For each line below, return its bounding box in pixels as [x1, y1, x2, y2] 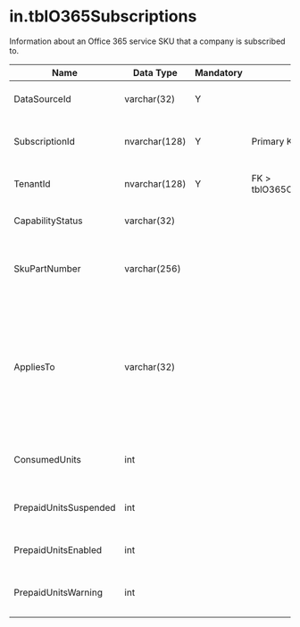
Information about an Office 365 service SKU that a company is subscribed [9, 36, 286, 46]
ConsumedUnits [13, 453, 82, 465]
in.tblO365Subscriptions [9, 6, 197, 27]
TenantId [13, 177, 51, 189]
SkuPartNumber [13, 262, 81, 274]
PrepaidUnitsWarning [13, 586, 103, 598]
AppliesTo [13, 360, 55, 372]
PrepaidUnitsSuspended [13, 501, 116, 514]
